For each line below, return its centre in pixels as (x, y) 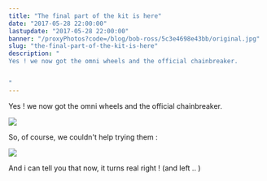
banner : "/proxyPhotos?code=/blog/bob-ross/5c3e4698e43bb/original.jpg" (134, 39)
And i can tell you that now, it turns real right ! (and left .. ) (105, 168)
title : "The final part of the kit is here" (85, 16)
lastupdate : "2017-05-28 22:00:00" (69, 31)
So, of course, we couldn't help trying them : (83, 137)
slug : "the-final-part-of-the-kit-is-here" (83, 46)
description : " (34, 54)
